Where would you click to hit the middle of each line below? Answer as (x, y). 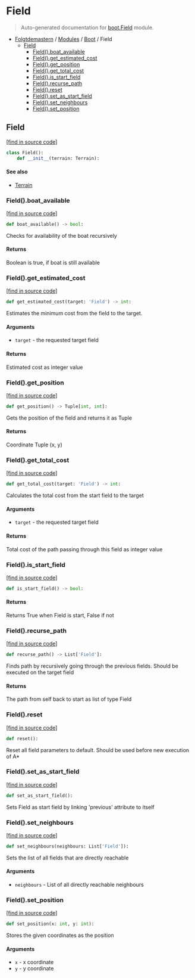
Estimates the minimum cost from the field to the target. (74, 313)
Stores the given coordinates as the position (60, 935)
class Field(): (25, 153)
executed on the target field (40, 672)
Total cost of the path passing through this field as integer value (84, 549)
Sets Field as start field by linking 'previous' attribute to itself (80, 807)
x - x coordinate (34, 962)
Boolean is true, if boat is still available (53, 263)
